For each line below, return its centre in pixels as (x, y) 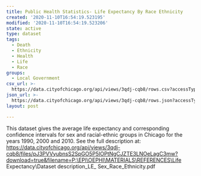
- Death (21, 45)
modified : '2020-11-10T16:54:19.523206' (57, 23)
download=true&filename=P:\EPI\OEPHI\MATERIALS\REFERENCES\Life (94, 160)
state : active (24, 28)
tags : (13, 39)
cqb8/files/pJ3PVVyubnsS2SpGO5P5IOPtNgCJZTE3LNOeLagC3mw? (92, 153)
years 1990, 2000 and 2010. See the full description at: (74, 141)
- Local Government (36, 78)
